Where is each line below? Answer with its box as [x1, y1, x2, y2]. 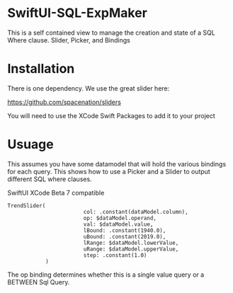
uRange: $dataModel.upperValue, [83, 246, 179, 253]
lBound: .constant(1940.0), [83, 226, 166, 234]
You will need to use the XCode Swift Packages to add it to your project [7, 111, 216, 120]
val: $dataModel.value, [83, 221, 154, 228]
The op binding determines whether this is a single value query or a [7, 270, 205, 279]
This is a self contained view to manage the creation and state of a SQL [7, 28, 216, 37]
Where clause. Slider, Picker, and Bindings [7, 35, 131, 44]
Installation [7, 61, 75, 77]
